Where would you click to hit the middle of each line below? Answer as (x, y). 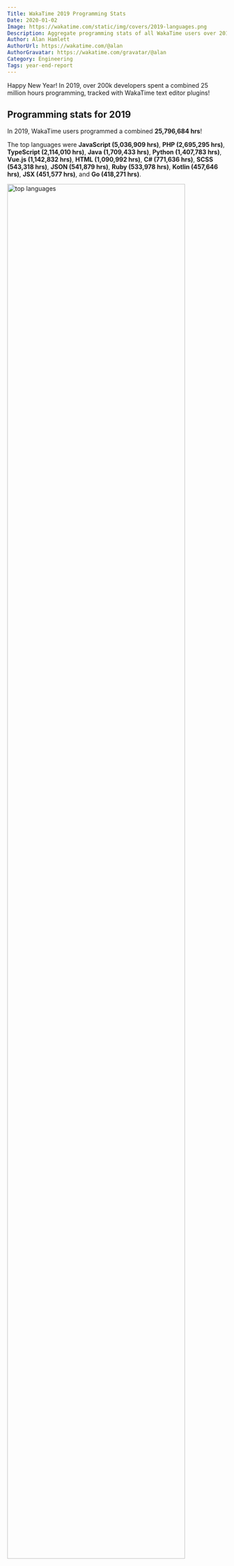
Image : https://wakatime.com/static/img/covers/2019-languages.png (107, 26)
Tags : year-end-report (40, 65)
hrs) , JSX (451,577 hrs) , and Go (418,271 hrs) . (74, 174)
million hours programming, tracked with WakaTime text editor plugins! (109, 93)
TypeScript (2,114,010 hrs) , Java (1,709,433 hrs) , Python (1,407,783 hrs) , (114, 152)
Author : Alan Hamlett (39, 40)
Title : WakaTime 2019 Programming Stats (67, 14)
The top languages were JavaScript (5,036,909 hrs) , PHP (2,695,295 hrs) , (116, 145)
